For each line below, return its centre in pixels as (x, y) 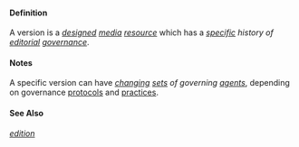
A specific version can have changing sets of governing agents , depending (149, 83)
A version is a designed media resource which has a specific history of (141, 32)
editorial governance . (49, 42)
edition (22, 133)
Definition (29, 13)
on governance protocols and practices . (84, 92)
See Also (26, 113)
